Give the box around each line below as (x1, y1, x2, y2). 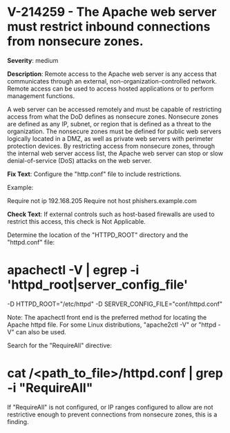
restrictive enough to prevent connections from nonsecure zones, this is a (7, 410, 218, 418)
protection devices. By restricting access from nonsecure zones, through (7, 142, 215, 150)
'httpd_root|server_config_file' (7, 277, 189, 293)
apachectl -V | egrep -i (7, 262, 140, 278)
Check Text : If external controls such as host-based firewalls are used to (7, 210, 215, 218)
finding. (7, 417, 29, 425)
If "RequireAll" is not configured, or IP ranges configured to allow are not (7, 403, 213, 411)
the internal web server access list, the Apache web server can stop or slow (7, 149, 223, 157)
